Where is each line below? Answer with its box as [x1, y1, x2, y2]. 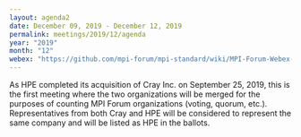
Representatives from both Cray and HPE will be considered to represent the [9, 108, 292, 118]
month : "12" [9, 47, 54, 56]
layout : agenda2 [9, 13, 70, 22]
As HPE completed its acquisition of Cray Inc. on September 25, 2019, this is [9, 80, 290, 90]
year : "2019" [9, 38, 58, 47]
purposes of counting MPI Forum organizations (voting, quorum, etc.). [9, 98, 268, 108]
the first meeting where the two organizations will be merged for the [9, 89, 261, 99]
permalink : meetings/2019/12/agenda [9, 30, 146, 39]
